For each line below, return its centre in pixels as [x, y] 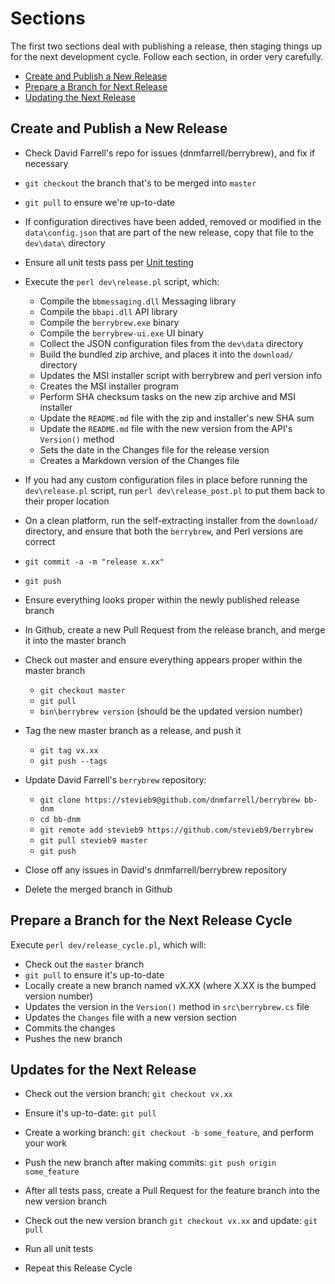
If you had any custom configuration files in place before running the [166, 479]
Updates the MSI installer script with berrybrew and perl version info [180, 375]
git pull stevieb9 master [93, 840]
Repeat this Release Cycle [78, 1268]
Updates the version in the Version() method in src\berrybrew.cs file [167, 1006]
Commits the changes [70, 1028]
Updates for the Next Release [103, 1069]
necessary [46, 163]
